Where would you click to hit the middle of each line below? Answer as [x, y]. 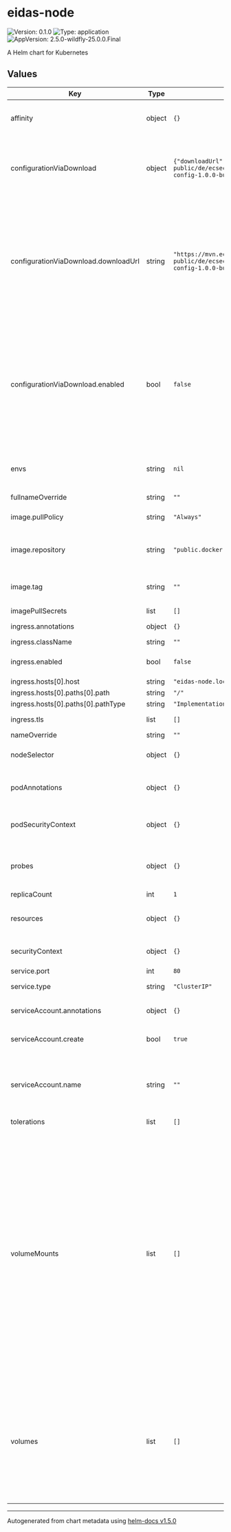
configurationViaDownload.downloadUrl [75, 261]
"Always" [187, 517]
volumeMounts [35, 1254]
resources [27, 918]
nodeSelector [32, 755]
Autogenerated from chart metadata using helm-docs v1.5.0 [92, 1520]
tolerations [28, 1121]
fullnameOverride [39, 497]
